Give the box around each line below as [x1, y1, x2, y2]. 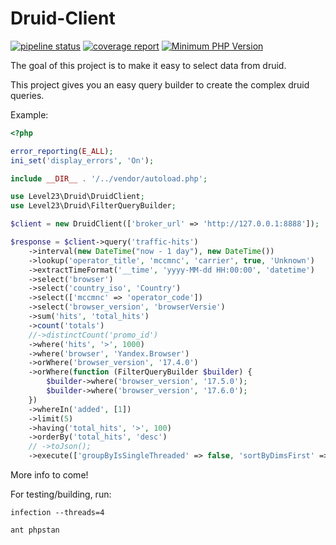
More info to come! [10, 469, 89, 481]
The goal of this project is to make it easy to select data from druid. [10, 59, 287, 71]
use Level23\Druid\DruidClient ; [10, 192, 145, 202]
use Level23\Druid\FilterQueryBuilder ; [10, 201, 177, 211]
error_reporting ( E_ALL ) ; [10, 146, 114, 156]
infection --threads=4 [10, 508, 105, 518]
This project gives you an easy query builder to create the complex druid [10, 78, 310, 91]
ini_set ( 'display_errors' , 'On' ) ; [10, 155, 155, 166]
